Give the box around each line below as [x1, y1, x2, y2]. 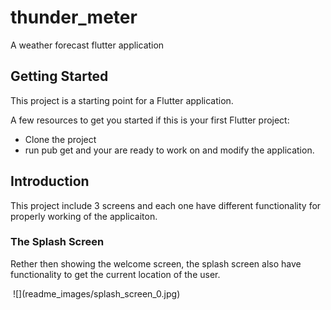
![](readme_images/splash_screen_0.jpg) [12, 287, 181, 300]
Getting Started [10, 68, 109, 85]
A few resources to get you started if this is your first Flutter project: [10, 114, 290, 126]
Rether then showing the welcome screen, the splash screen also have [10, 257, 302, 270]
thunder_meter [10, 6, 138, 29]
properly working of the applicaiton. [10, 210, 158, 222]
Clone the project [24, 133, 97, 145]
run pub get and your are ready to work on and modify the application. [24, 144, 315, 156]
